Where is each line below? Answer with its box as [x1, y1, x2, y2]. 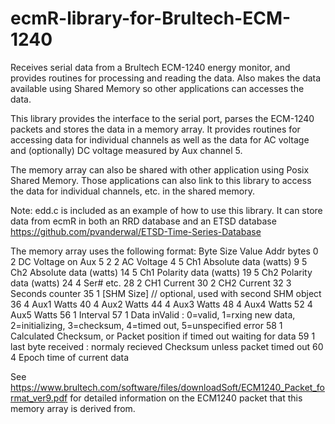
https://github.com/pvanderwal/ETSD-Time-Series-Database [10, 225, 262, 237]
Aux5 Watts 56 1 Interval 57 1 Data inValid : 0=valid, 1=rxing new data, [10, 308, 296, 321]
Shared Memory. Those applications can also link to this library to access [10, 174, 312, 186]
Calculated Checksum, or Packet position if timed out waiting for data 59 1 [10, 330, 316, 342]
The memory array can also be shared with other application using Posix [10, 163, 310, 176]
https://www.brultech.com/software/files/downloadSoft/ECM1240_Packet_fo [10, 381, 325, 393]
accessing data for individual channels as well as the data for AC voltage [10, 133, 310, 146]
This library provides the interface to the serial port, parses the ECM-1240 [10, 112, 315, 124]
